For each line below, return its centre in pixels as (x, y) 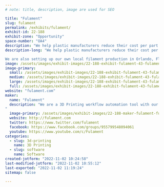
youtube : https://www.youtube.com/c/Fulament (57, 132)
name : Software (29, 154)
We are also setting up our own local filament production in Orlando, (79, 59)
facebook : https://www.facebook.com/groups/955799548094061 (72, 127)
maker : (12, 95)
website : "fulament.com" (30, 91)
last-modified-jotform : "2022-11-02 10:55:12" (53, 163)
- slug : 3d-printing (30, 141)
